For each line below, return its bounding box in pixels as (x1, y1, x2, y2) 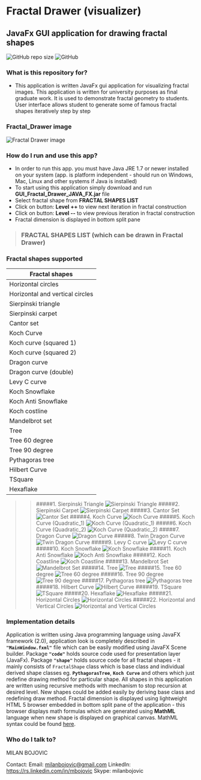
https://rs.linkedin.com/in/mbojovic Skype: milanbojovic (6, 767, 144, 774)
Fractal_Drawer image (6, 122, 72, 131)
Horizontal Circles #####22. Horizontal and (35, 596, 196, 603)
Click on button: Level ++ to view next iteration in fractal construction (14, 203, 187, 210)
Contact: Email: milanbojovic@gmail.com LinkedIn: (6, 761, 131, 768)
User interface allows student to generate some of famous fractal (14, 101, 177, 109)
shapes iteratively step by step (14, 107, 91, 115)
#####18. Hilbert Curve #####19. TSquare (35, 584, 182, 591)
